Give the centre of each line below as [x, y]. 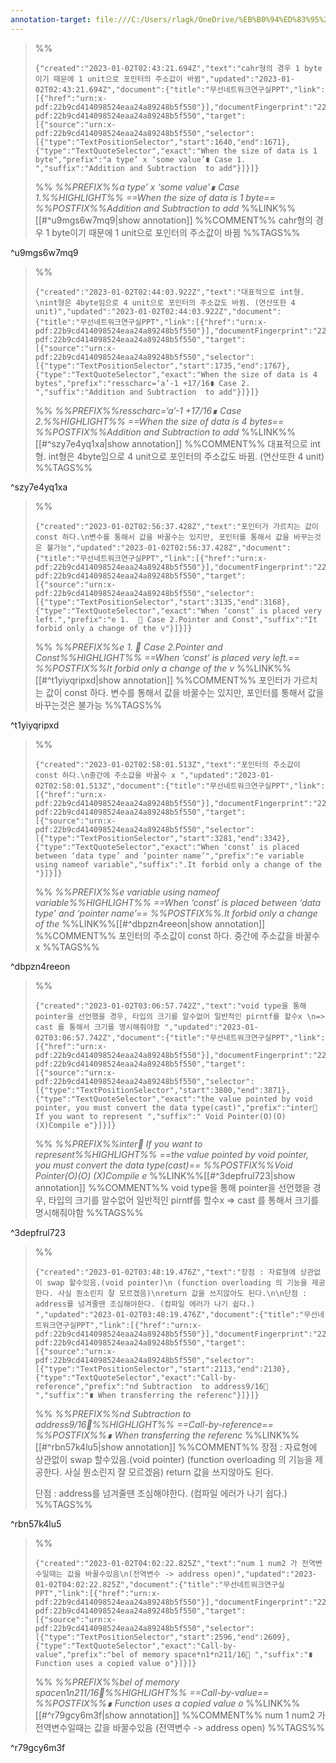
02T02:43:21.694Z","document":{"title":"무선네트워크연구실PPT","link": [180, 89]
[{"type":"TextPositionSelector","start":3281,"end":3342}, [162, 838]
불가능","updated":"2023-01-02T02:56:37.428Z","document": [169, 547]
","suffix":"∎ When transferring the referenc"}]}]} [147, 1395]
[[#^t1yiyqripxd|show [78, 680]
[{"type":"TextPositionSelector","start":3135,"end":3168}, [162, 602]
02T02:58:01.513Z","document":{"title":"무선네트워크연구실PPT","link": [180, 786]
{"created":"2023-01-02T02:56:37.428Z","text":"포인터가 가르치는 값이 [176, 526]
